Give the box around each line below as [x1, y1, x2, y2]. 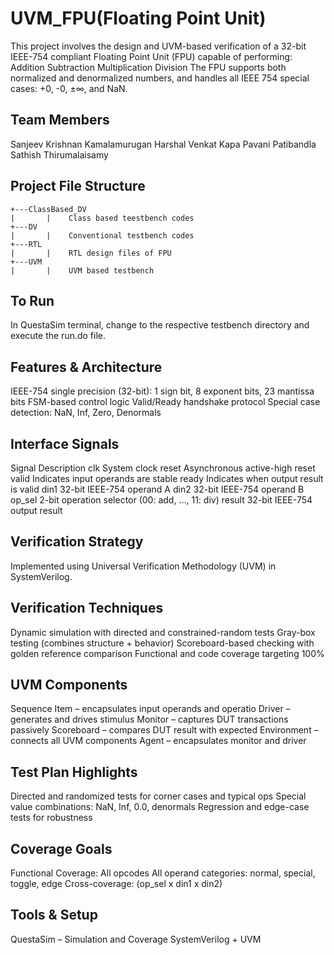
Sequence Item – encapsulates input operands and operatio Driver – [10, 703, 291, 715]
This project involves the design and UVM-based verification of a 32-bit [10, 40, 307, 52]
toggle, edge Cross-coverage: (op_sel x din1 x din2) [10, 878, 223, 890]
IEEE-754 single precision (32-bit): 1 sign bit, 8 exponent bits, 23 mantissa [10, 385, 315, 397]
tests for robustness [10, 812, 93, 824]
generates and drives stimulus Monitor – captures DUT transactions [10, 713, 289, 726]
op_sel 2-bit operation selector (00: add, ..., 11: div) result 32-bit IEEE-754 [10, 494, 313, 506]
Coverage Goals [10, 840, 113, 857]
